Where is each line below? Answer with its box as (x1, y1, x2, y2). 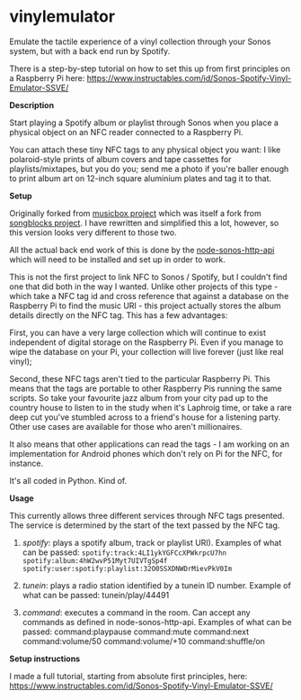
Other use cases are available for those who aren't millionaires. (9, 421, 243, 432)
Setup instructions (9, 653, 81, 664)
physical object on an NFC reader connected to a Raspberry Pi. (9, 126, 243, 137)
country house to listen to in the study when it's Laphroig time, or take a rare (9, 402, 292, 413)
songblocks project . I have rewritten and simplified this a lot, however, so (9, 217, 279, 228)
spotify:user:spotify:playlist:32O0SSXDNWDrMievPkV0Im (22, 564, 233, 573)
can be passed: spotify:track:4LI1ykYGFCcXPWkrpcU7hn (22, 547, 227, 558)
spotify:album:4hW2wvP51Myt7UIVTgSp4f (22, 556, 168, 565)
